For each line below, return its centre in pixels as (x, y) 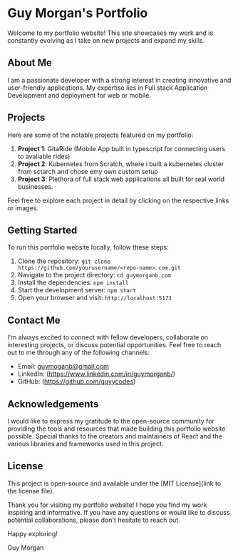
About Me (30, 63)
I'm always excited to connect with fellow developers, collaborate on (108, 337)
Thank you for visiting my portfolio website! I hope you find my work (107, 505)
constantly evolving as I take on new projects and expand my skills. (106, 40)
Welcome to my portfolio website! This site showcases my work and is (110, 33)
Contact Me (34, 320)
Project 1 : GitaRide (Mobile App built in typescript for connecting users (121, 148)
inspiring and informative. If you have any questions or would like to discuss (119, 512)
